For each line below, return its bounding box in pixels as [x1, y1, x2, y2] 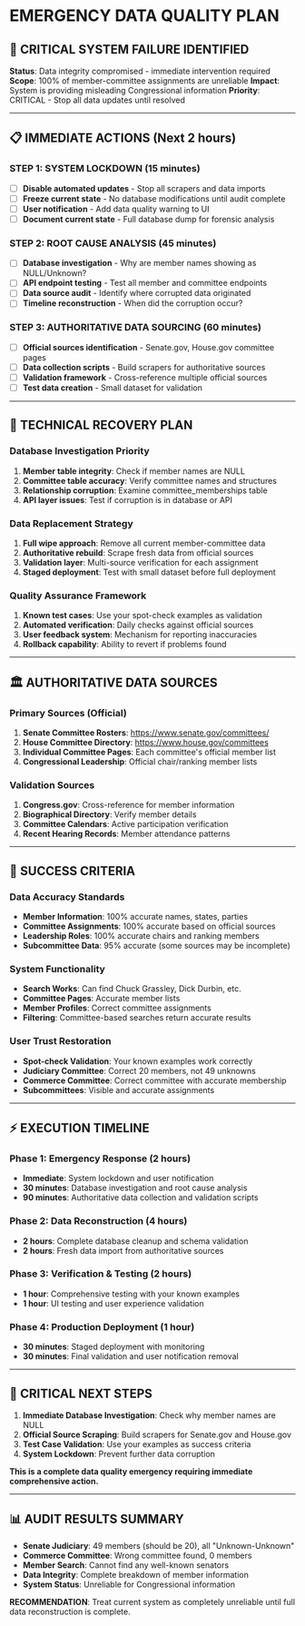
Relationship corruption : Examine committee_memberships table [22, 485, 268, 496]
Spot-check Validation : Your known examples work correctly [22, 1055, 253, 1067]
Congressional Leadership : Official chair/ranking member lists [22, 756, 258, 767]
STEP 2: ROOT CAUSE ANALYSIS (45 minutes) [9, 237, 217, 250]
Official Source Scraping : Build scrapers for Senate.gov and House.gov [22, 1429, 292, 1440]
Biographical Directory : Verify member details [22, 809, 197, 820]
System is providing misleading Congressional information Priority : [9, 85, 261, 95]
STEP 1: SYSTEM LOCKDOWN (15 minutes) [9, 163, 202, 175]
